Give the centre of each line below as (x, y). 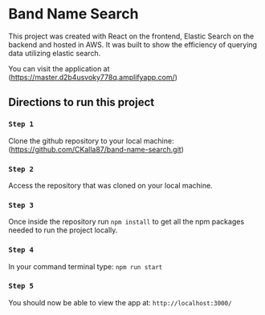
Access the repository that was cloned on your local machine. (110, 185)
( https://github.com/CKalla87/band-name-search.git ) (96, 149)
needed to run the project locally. (63, 230)
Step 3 (21, 205)
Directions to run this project (82, 102)
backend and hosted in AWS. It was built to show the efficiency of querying (133, 44)
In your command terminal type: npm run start (86, 266)
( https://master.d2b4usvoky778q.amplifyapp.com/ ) (93, 77)
